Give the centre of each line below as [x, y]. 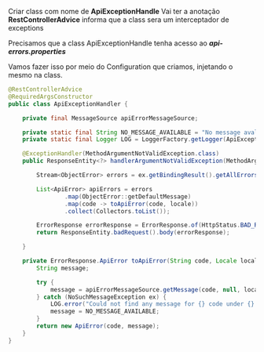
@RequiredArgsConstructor [50, 96]
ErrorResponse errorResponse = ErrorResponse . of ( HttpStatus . [139, 225]
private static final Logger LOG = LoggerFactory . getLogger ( [124, 140]
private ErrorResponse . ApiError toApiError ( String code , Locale [130, 261]
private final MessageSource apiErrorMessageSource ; [110, 118]
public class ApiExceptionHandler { [68, 104]
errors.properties [37, 51]
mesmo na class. [35, 75]
